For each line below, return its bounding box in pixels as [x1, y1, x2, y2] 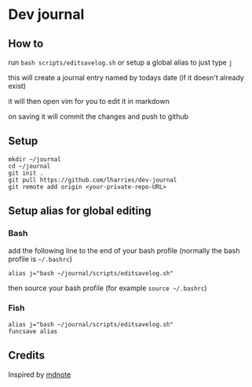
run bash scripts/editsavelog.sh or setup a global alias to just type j [8, 57, 233, 67]
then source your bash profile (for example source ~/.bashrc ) [8, 283, 207, 293]
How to [8, 37, 44, 50]
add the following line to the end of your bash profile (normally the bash [8, 245, 240, 255]
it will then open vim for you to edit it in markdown [8, 97, 170, 105]
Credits [8, 348, 46, 363]
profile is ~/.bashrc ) [8, 254, 73, 264]
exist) [8, 81, 26, 90]
